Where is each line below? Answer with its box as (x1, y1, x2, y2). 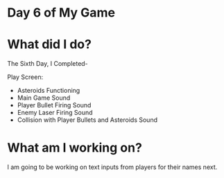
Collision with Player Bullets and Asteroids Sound (17, 116, 158, 124)
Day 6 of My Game (7, 5, 116, 21)
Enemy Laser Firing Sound (17, 109, 93, 117)
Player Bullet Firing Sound (17, 101, 92, 109)
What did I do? (7, 37, 92, 53)
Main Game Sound (17, 94, 71, 102)
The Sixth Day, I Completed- (7, 60, 88, 68)
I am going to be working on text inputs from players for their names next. (7, 163, 218, 171)
